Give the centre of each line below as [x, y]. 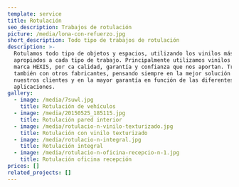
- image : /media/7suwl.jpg [54, 100]
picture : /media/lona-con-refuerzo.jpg [67, 34]
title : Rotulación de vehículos [68, 107]
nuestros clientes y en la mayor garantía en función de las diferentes [124, 80]
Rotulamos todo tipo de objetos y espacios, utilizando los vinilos [117, 54]
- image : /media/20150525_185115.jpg [70, 113]
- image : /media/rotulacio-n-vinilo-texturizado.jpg [94, 126]
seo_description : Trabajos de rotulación [70, 27]
